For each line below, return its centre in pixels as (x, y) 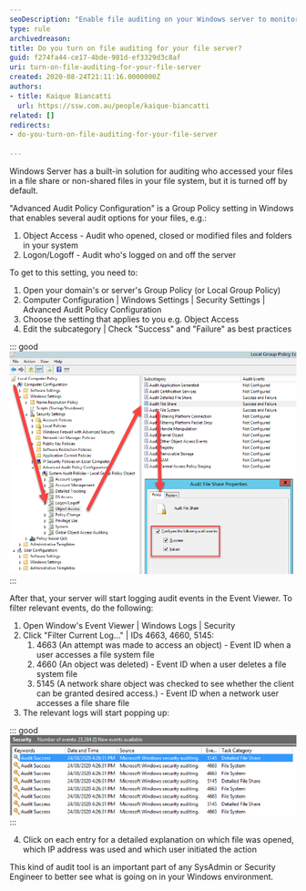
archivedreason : (40, 38)
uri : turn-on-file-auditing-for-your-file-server (106, 67)
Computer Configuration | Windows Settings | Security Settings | (144, 300)
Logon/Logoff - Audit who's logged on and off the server (129, 255)
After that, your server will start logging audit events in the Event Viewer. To (151, 599)
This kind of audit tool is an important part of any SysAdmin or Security (143, 866)
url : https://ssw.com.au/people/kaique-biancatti (113, 106)
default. (24, 190)
